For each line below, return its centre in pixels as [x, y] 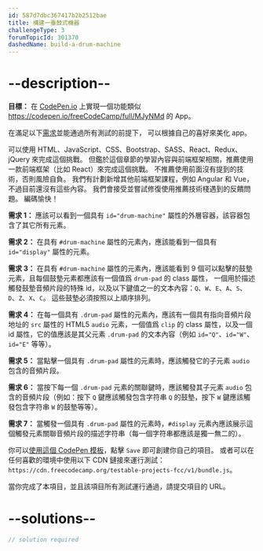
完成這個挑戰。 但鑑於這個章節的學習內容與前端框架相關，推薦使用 [146, 160]
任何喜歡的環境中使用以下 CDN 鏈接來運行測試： [86, 460]
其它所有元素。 [46, 226]
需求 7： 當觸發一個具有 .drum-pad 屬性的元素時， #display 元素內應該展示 [127, 424]
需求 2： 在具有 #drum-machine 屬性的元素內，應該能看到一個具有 [113, 242]
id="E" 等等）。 [32, 344]
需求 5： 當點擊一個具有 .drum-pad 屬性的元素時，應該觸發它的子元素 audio [129, 361]
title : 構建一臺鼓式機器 [44, 23]
